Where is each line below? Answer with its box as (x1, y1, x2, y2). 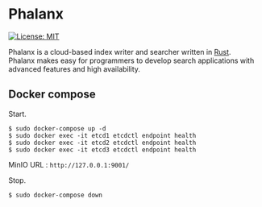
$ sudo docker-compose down (8, 191, 103, 199)
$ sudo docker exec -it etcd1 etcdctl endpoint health (8, 131, 197, 139)
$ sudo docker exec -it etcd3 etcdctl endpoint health (8, 146, 197, 154)
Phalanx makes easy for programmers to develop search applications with (8, 56, 255, 65)
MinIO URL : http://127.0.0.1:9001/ (8, 159, 130, 169)
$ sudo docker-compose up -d (8, 124, 106, 133)
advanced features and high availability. (8, 64, 141, 73)
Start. (8, 109, 27, 118)
